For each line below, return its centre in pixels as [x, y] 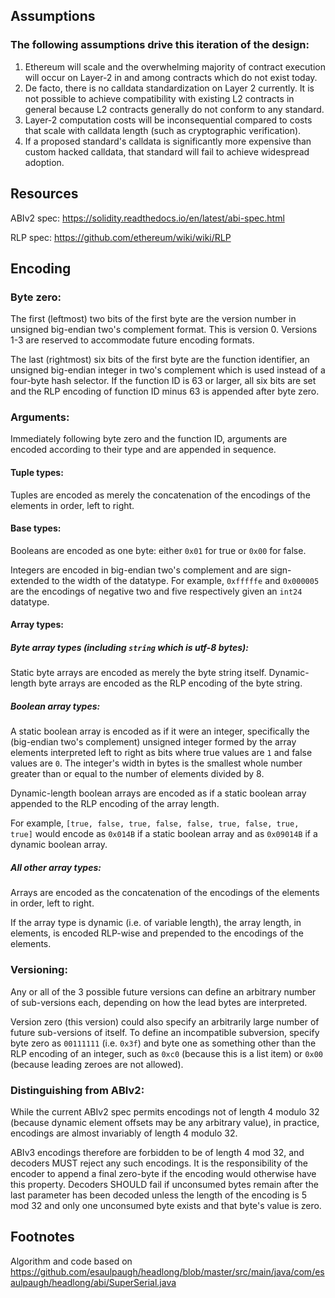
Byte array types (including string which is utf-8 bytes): [129, 648]
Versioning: [39, 970]
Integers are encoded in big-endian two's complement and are [139, 570]
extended [30, 580]
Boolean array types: [55, 706]
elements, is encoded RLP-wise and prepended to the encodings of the [157, 933]
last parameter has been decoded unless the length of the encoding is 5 [159, 1195]
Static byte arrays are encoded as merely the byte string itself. [138, 673]
